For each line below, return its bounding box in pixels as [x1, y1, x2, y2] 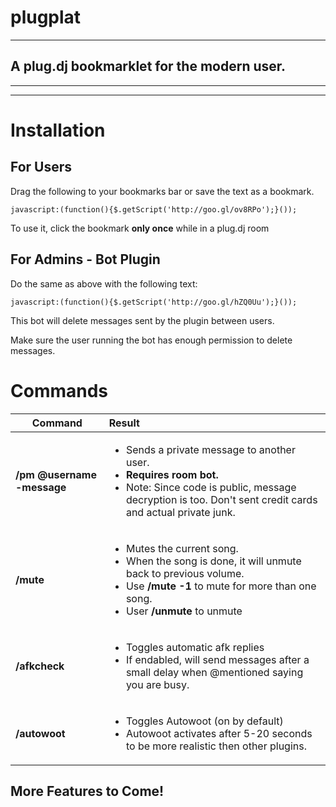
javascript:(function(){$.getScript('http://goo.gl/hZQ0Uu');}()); [10, 297, 298, 307]
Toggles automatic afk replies [125, 640, 265, 654]
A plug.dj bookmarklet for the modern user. [10, 58, 287, 75]
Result [108, 416, 140, 430]
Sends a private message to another [125, 442, 296, 456]
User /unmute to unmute [125, 604, 243, 618]
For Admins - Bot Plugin [10, 251, 161, 268]
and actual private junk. [125, 505, 236, 519]
